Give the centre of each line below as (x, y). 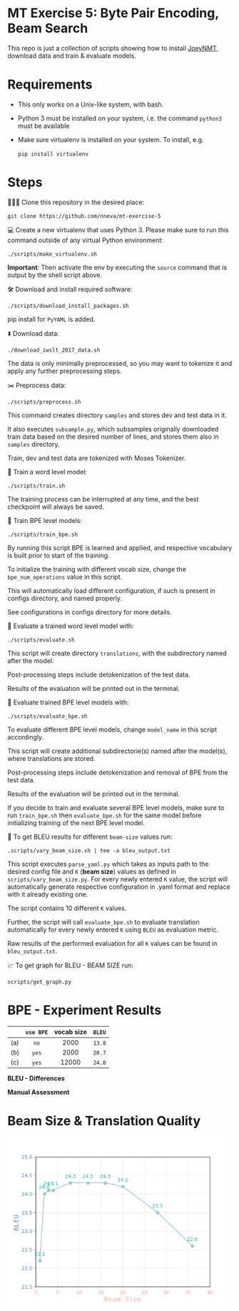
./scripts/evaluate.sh (41, 640)
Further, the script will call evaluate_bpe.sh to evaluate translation (103, 922)
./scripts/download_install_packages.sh (68, 306)
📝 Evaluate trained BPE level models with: (68, 702)
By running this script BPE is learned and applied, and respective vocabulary (120, 547)
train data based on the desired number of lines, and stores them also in (113, 437)
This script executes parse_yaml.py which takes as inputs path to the (108, 864)
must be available (44, 126)
